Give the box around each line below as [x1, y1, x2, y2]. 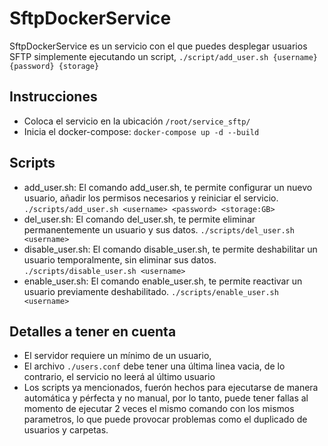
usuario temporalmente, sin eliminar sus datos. [23, 253, 217, 266]
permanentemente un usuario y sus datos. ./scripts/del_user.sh [23, 223, 295, 236]
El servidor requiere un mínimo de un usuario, [23, 350, 212, 362]
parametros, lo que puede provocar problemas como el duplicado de [23, 413, 308, 426]
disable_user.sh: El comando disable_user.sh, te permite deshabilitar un [23, 243, 318, 255]
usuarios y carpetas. [23, 424, 109, 436]
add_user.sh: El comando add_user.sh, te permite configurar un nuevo [23, 181, 313, 193]
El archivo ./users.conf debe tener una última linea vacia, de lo [23, 360, 286, 372]
